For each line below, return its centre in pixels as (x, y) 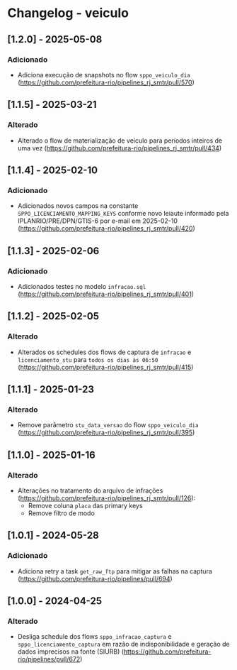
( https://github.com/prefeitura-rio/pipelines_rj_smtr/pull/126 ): (106, 498)
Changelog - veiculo (68, 13)
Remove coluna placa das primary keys (85, 506)
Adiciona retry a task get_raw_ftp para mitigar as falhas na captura (115, 571)
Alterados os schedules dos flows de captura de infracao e (104, 352)
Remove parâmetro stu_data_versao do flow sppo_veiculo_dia (108, 425)
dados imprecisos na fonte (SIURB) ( (71, 652)
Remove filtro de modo (62, 513)
